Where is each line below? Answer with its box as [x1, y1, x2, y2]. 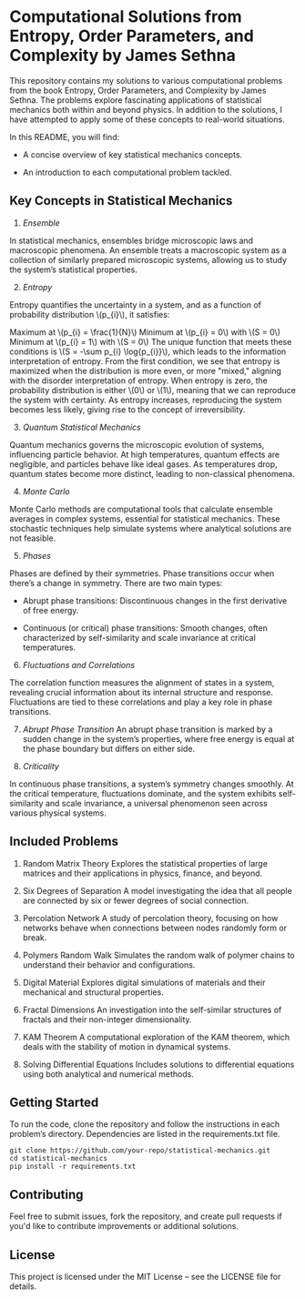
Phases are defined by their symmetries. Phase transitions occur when [9, 567, 275, 579]
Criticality [22, 760, 59, 771]
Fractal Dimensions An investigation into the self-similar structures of [22, 1004, 282, 1015]
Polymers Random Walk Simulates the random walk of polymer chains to [22, 949, 295, 960]
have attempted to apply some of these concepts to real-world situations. [9, 114, 285, 125]
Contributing [9, 1186, 84, 1203]
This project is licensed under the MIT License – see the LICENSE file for [9, 1272, 281, 1282]
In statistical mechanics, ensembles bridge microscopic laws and [9, 235, 253, 246]
